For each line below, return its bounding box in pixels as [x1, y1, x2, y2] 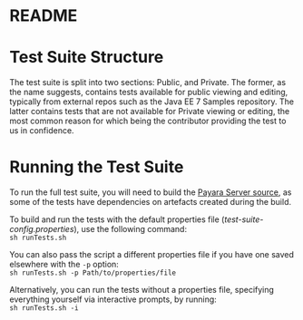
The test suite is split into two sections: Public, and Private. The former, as [9, 77, 287, 88]
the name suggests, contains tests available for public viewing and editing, [9, 87, 288, 98]
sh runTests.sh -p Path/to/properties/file [9, 268, 177, 277]
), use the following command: [73, 224, 188, 235]
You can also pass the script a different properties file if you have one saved [9, 249, 295, 260]
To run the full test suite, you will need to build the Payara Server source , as [9, 187, 292, 198]
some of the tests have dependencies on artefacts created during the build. [9, 197, 292, 208]
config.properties [9, 224, 74, 235]
